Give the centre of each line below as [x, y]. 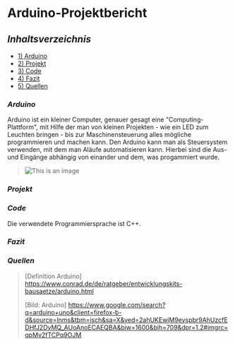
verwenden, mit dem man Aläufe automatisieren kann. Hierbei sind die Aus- [117, 150]
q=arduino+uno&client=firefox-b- [73, 312]
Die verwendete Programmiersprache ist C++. [74, 223]
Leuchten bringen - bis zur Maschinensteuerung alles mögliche [100, 135]
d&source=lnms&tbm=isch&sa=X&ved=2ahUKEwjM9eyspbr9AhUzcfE [126, 320]
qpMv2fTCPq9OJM [53, 335]
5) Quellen [32, 86]
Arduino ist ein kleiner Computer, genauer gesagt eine [86, 120]
